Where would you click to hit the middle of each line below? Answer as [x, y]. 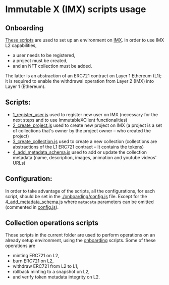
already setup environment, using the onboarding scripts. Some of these [80, 241]
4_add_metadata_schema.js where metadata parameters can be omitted [79, 202]
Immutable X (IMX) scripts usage [76, 9]
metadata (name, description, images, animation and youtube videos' [84, 157]
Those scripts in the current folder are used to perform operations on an [80, 235]
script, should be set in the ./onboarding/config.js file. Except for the [76, 196]
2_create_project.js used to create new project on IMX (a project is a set [87, 125]
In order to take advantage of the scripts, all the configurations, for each [80, 191]
